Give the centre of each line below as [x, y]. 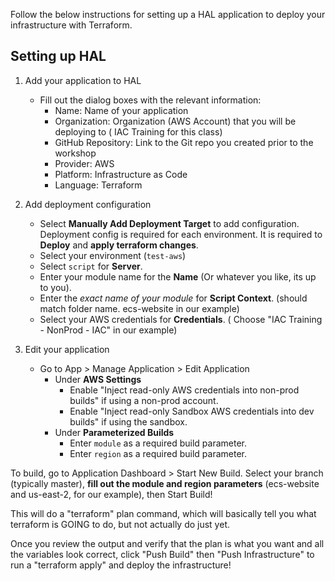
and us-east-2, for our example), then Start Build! [111, 494]
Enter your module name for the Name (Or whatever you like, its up [178, 276]
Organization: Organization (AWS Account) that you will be [175, 121]
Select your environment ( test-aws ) [113, 255]
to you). [55, 287]
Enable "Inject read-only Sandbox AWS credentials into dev [192, 411]
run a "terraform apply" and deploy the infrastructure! [121, 565]
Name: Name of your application [121, 110]
